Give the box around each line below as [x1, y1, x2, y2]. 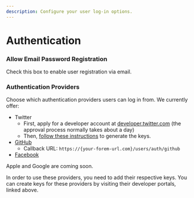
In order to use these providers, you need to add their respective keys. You [6, 174, 187, 181]
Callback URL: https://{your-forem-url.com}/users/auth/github [23, 145, 180, 152]
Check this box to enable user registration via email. [6, 68, 132, 75]
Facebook [14, 151, 39, 159]
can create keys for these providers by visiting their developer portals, [6, 180, 176, 187]
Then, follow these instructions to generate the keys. [23, 133, 151, 140]
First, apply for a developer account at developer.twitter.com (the [23, 120, 181, 127]
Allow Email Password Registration [6, 55, 108, 63]
